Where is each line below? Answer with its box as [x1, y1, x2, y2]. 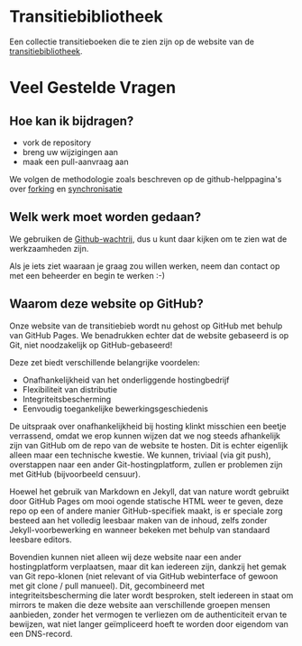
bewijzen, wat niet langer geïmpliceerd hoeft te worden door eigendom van [9, 618, 288, 629]
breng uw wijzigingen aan [22, 146, 119, 157]
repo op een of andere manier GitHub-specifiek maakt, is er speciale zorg [9, 505, 283, 516]
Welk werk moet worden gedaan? [9, 209, 201, 225]
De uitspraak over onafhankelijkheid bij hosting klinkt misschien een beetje [9, 420, 287, 431]
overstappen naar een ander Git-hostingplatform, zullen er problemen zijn [9, 458, 283, 470]
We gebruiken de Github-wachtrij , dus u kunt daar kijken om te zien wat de [9, 233, 288, 245]
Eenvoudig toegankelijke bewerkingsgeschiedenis [22, 403, 209, 414]
